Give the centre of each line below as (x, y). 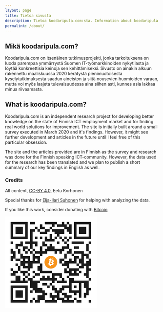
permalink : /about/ (25, 26)
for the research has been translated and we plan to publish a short (73, 162)
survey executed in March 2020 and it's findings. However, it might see (77, 132)
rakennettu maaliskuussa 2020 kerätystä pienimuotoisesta (64, 74)
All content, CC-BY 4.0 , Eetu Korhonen (44, 191)
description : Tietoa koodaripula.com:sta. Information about (69, 21)
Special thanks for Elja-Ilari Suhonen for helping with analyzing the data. (78, 200)
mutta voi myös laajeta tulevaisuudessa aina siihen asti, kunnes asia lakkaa (80, 84)
